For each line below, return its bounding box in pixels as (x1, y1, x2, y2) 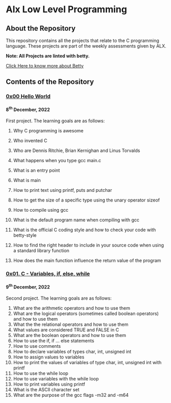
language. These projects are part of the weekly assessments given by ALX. (6, 43, 167, 49)
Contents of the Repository (6, 78, 94, 86)
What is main (13, 177, 41, 184)
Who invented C (13, 138, 48, 144)
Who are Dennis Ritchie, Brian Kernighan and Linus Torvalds (13, 147, 140, 154)
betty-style (13, 232, 37, 238)
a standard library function (13, 248, 70, 254)
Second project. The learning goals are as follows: (6, 295, 112, 301)
